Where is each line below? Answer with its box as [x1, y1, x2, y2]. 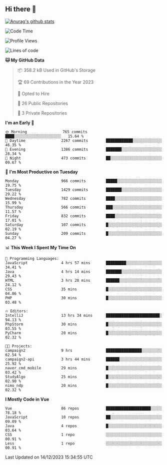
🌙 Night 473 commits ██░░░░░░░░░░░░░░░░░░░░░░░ [5, 156, 162, 161]
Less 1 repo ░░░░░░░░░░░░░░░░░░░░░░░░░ [5, 441, 162, 446]
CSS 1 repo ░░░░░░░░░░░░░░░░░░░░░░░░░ [5, 432, 162, 437]
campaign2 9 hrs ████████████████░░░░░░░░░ [5, 348, 162, 353]
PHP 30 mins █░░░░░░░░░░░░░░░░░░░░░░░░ [5, 295, 162, 300]
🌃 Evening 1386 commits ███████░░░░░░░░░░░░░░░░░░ [5, 147, 162, 152]
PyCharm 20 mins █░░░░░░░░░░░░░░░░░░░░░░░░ [5, 330, 162, 335]
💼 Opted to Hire [17, 91, 50, 97]
